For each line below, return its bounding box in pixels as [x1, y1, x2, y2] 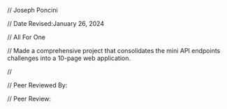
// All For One [7, 33, 45, 41]
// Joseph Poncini [7, 6, 58, 14]
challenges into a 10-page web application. [7, 54, 131, 62]
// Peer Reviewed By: [7, 81, 68, 89]
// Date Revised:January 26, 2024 [7, 20, 105, 27]
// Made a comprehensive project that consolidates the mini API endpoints [7, 47, 221, 54]
